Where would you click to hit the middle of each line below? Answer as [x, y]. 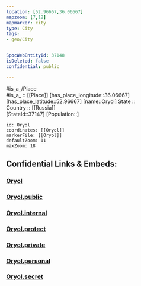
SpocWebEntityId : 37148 [36, 55]
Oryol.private [26, 245]
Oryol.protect [26, 229]
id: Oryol [18, 125]
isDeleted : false [28, 61]
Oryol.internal [27, 213]
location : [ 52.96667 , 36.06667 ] [45, 12]
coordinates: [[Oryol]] [36, 130]
